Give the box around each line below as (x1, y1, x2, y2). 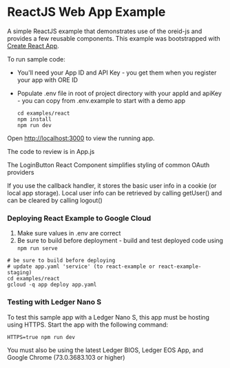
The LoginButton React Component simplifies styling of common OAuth (7, 160, 210, 169)
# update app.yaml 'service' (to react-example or (7, 263, 156, 270)
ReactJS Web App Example (7, 4, 166, 20)
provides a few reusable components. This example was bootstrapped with (7, 34, 220, 42)
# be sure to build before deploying (7, 257, 116, 264)
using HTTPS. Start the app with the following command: (7, 320, 169, 329)
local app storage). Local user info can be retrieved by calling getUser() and (7, 188, 222, 197)
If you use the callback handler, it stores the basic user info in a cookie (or (7, 181, 217, 190)
